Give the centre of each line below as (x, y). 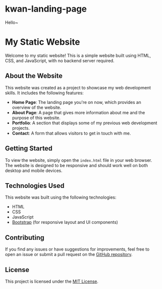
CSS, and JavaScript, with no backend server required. (60, 60)
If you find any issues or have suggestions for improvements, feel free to (77, 249)
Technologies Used (35, 186)
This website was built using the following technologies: (61, 197)
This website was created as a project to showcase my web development (78, 87)
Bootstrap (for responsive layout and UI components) (65, 222)
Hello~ (12, 22)
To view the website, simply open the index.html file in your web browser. (79, 160)
